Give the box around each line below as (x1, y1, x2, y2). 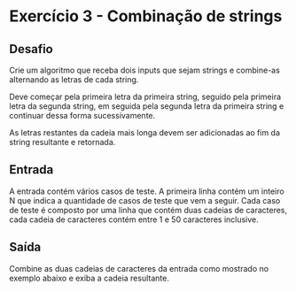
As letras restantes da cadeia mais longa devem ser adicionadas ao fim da (9, 127, 281, 138)
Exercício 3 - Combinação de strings (9, 6, 283, 27)
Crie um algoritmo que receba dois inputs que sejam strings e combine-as (9, 65, 281, 75)
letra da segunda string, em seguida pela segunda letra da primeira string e (9, 101, 284, 111)
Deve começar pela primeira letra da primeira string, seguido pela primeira (9, 91, 282, 102)
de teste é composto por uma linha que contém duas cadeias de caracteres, (9, 204, 288, 215)
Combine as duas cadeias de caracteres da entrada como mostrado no (9, 263, 269, 273)
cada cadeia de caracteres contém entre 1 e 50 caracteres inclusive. (9, 214, 259, 225)
